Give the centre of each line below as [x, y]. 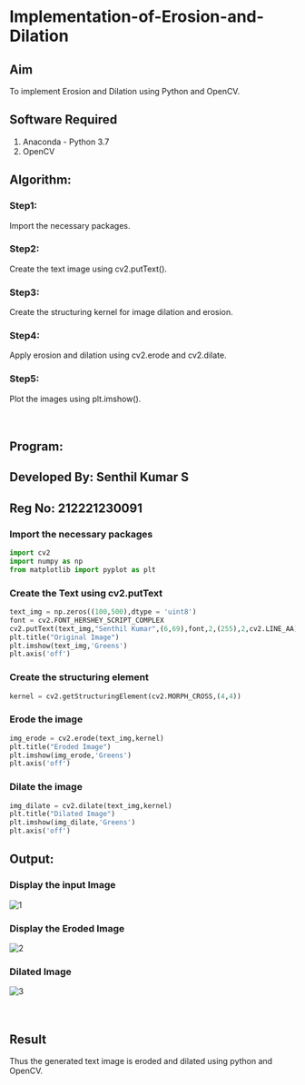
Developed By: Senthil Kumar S [99, 477]
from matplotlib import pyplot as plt [83, 569]
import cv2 [30, 553]
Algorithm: [40, 180]
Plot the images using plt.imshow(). [75, 399]
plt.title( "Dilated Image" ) [63, 814]
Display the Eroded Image [67, 928]
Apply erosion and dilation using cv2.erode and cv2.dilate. [118, 355]
